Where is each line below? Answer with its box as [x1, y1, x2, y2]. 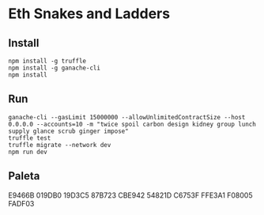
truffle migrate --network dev [8, 141, 111, 149]
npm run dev [8, 148, 47, 156]
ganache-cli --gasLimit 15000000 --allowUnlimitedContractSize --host [8, 113, 246, 121]
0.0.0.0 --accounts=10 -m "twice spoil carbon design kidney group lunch [8, 120, 257, 128]
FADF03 [8, 198, 35, 208]
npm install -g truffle [8, 57, 87, 65]
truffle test [8, 134, 51, 142]
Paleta [8, 169, 40, 183]
